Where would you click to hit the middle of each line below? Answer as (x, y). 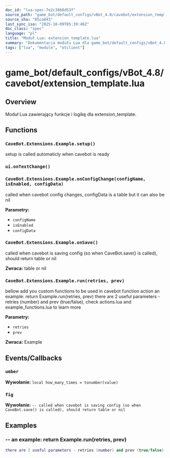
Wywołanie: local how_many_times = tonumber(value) (62, 382)
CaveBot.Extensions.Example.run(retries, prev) (65, 281)
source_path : (19, 15)
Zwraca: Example (24, 342)
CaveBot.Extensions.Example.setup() (50, 144)
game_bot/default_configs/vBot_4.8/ (85, 73)
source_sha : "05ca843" (29, 19)
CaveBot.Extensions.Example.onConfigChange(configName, (75, 179)
